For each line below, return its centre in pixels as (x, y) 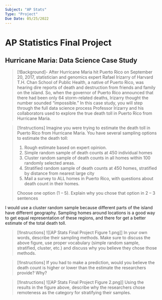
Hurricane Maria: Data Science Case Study (71, 60)
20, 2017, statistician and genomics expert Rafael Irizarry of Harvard (85, 77)
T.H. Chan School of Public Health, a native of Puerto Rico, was (80, 83)
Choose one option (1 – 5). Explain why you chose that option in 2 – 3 (86, 193)
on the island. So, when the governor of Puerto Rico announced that (85, 93)
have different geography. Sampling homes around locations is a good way (80, 213)
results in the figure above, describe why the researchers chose (81, 287)
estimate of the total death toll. (36, 223)
